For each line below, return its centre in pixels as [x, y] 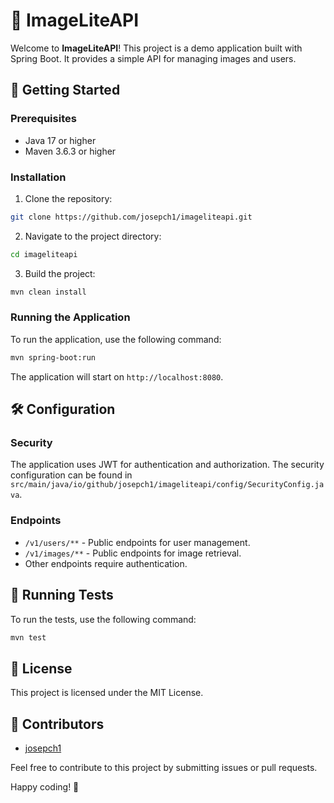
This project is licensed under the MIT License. [107, 693]
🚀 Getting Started [65, 90]
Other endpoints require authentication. [106, 563]
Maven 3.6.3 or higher [70, 151]
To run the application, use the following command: [116, 339]
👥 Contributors [57, 724]
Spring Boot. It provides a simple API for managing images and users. [153, 58]
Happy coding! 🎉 [45, 787]
